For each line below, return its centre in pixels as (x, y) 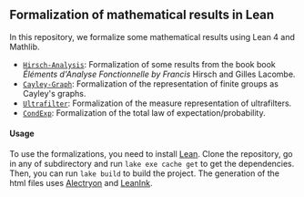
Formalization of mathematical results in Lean (142, 15)
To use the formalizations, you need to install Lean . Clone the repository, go (151, 154)
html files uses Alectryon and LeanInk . (81, 183)
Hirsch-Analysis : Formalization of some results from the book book (149, 64)
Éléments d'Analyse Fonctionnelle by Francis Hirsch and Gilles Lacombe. (159, 74)
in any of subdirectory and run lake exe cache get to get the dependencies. (152, 164)
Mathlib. (25, 47)
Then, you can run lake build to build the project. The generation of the (145, 173)
